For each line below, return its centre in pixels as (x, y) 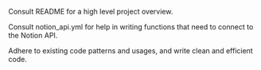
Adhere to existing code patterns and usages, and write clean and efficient (130, 51)
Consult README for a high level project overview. (91, 12)
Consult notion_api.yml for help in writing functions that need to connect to (131, 27)
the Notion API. (33, 35)
